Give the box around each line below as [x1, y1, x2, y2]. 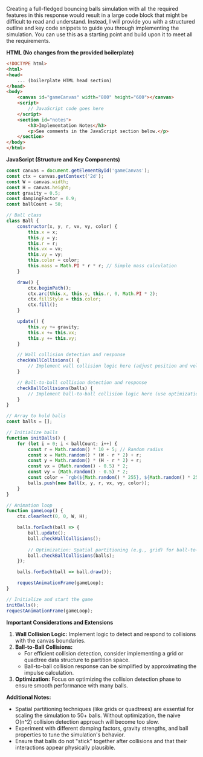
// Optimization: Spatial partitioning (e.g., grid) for [28, 547, 174, 553]
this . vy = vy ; [28, 252, 63, 258]
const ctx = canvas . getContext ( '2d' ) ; [6, 173, 104, 179]
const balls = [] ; [6, 418, 53, 425]
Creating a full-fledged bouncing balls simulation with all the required [6, 5, 179, 12]
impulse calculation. [24, 669, 74, 676]
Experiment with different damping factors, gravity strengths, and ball [14, 724, 188, 732]
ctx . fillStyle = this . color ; [28, 296, 101, 302]
